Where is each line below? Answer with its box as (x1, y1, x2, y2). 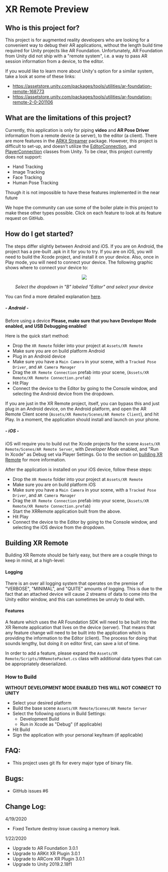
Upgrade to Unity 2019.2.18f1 (12, 861, 72, 867)
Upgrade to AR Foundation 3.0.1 (12, 845, 78, 851)
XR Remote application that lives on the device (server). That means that (5, 624, 155, 630)
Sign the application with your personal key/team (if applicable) (12, 732, 143, 738)
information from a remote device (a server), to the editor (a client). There (5, 132, 157, 138)
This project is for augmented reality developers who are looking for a (5, 37, 149, 43)
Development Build (20, 716, 59, 722)
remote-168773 (12, 89, 45, 94)
